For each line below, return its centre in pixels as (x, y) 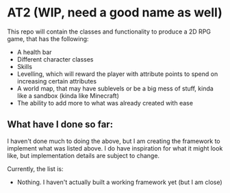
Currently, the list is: (35, 168)
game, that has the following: (48, 38)
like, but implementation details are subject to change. (83, 155)
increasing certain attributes (57, 81)
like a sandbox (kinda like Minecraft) (68, 95)
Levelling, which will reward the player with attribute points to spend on (117, 74)
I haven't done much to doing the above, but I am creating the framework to (114, 141)
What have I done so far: (60, 125)
